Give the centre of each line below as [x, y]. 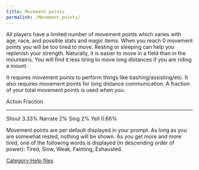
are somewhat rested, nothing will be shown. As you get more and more [94, 136]
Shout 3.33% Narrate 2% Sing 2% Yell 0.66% [62, 118]
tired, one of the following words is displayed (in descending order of [90, 143]
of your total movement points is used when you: [66, 90]
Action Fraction [25, 101]
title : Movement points [36, 12]
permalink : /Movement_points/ [44, 17]
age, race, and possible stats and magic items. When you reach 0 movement [99, 40]
